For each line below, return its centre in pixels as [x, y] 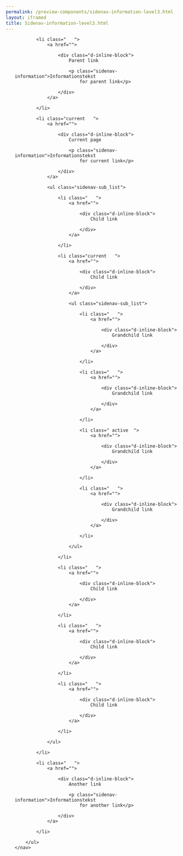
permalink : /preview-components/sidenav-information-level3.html [89, 12]
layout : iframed [26, 18]
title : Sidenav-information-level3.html [57, 23]
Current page [85, 140]
